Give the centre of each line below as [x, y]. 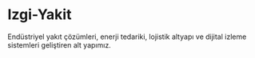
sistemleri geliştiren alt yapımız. [59, 44]
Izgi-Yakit [40, 15]
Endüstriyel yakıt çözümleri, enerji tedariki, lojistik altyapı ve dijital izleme [127, 37]
